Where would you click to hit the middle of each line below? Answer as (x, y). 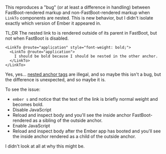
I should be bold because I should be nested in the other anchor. (86, 56)
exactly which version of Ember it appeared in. (53, 23)
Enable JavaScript (31, 126)
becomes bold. (28, 104)
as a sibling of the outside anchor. (67, 120)
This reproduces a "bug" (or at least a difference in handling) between (78, 7)
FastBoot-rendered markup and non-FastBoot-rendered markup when (78, 13)
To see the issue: (23, 89)
